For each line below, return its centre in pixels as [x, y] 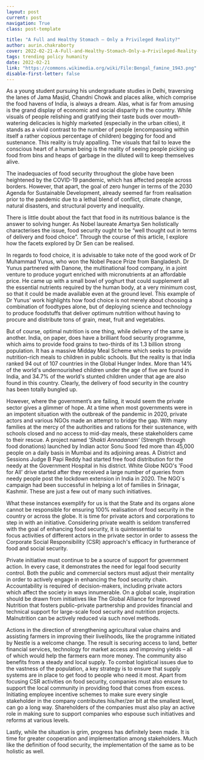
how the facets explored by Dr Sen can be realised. [70, 243]
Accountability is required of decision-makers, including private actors [94, 586]
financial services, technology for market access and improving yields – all [100, 650]
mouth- [172, 117]
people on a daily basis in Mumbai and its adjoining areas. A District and [96, 453]
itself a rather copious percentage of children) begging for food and [91, 136]
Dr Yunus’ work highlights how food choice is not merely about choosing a [99, 300]
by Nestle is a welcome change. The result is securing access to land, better [102, 643]
